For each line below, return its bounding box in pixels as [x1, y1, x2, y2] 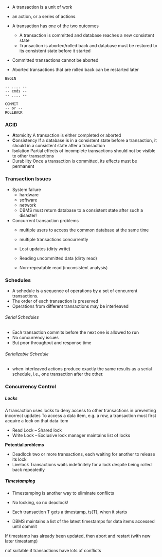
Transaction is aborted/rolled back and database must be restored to [19, 43, 158, 48]
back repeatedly [12, 467, 45, 473]
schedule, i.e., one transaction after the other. [12, 371, 104, 377]
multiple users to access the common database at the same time [19, 227, 149, 233]
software [19, 197, 37, 203]
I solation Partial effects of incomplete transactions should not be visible [12, 148, 156, 154]
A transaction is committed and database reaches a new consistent [19, 33, 154, 38]
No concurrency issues [12, 335, 59, 341]
